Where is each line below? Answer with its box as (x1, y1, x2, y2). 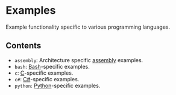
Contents (5, 41, 42, 51)
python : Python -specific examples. (14, 82, 101, 89)
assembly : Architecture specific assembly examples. (14, 56, 143, 63)
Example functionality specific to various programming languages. (5, 23, 171, 30)
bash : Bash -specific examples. (14, 63, 90, 70)
